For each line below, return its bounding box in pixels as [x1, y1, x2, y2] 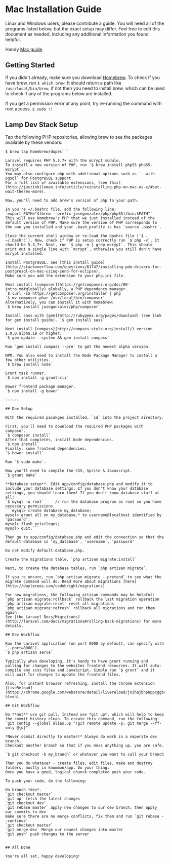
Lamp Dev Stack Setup [5, 121, 78, 129]
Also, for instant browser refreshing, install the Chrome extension [5, 681, 155, 686]
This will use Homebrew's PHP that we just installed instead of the [5, 215, 155, 221]
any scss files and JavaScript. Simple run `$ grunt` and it [23, 667, 155, 673]
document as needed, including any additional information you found [5, 31, 149, 37]
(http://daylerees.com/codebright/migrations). [5, 583, 108, 588]
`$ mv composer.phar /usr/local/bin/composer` [5, 295, 105, 300]
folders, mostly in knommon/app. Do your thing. [5, 765, 110, 770]
